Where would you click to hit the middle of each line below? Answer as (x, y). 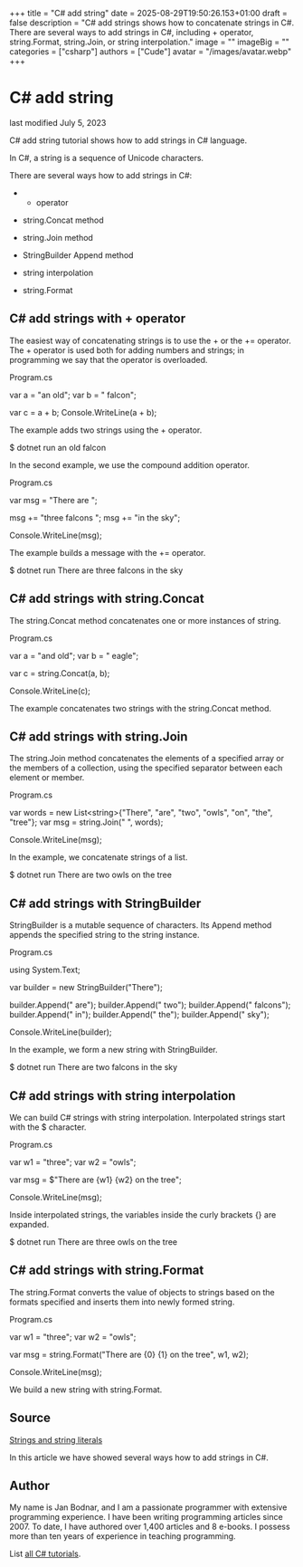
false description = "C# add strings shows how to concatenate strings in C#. (152, 23)
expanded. (29, 1224)
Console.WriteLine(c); (50, 691)
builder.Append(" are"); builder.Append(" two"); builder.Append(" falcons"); (150, 1005)
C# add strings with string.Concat (107, 599)
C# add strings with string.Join (99, 736)
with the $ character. (48, 1127)
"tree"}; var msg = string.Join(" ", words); (86, 822)
